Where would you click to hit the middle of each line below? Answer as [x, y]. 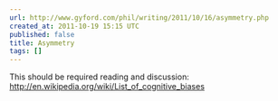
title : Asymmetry [42, 43]
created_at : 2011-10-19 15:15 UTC [75, 26]
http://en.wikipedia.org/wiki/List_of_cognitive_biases [107, 87]
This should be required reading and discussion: [100, 77]
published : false [42, 34]
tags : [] [26, 51]
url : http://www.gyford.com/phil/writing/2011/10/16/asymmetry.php [139, 18]
